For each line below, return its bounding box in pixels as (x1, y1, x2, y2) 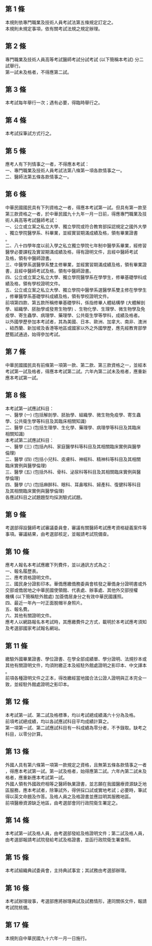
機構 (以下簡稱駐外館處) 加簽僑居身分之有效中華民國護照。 (5, 593, 126, 600)
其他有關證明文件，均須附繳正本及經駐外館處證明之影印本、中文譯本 (5, 662, 147, 668)
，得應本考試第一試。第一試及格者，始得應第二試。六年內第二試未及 (5, 768, 147, 774)
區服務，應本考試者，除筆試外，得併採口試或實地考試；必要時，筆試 (5, 787, 147, 793)
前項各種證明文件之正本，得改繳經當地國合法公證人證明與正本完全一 (5, 675, 147, 681)
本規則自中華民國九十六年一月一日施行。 (5, 935, 89, 941)
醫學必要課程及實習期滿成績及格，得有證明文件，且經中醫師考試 (5, 249, 138, 255)
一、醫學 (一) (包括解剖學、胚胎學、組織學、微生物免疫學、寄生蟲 (5, 411, 141, 417)
